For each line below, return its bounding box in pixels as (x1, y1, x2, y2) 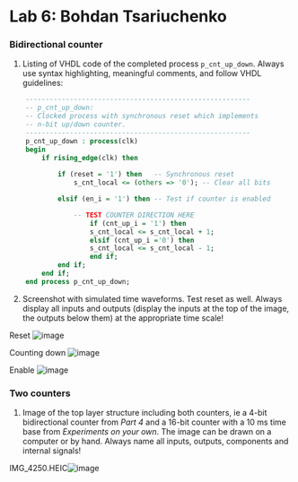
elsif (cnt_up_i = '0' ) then (89, 236, 195, 245)
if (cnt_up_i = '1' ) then (89, 219, 187, 228)
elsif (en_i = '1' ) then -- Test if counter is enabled (57, 194, 271, 203)
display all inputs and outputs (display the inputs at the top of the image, (22, 303, 290, 314)
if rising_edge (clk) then (41, 153, 139, 162)
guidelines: (22, 78, 64, 89)
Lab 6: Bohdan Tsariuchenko (9, 6, 227, 27)
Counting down (9, 347, 66, 357)
